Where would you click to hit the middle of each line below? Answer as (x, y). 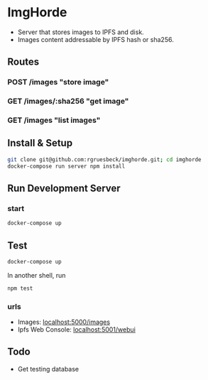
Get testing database (48, 369)
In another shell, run (37, 275)
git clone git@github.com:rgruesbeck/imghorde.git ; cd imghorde (104, 159)
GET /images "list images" (54, 120)
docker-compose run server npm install (66, 166)
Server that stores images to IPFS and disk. (81, 32)
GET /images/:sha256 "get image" (68, 102)
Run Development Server (64, 189)
